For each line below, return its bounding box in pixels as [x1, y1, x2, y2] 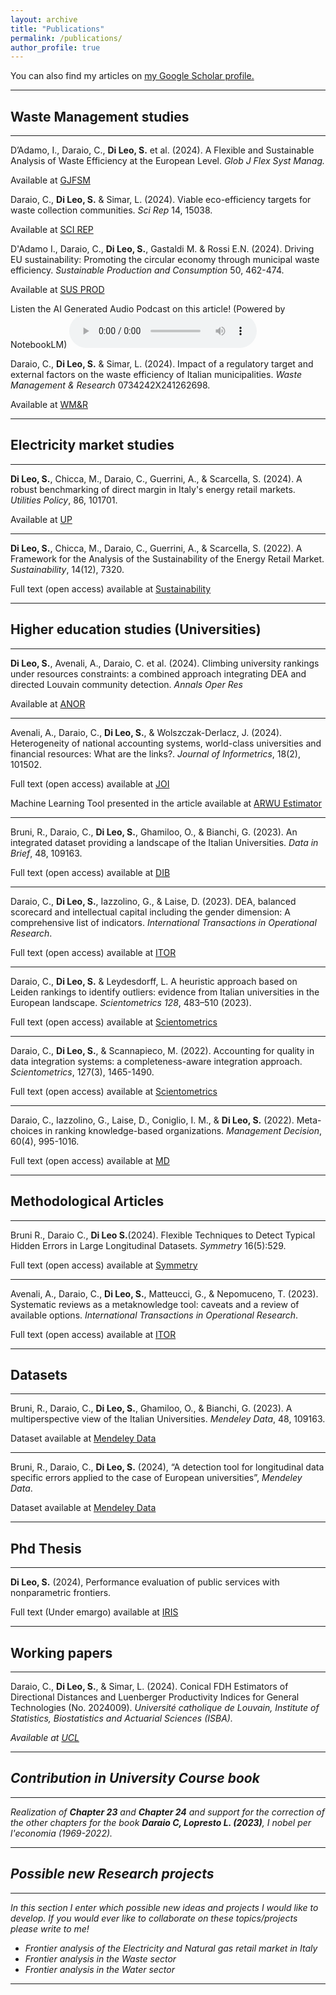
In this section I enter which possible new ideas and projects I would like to [10, 1901, 319, 1913]
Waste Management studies [10, 108, 190, 125]
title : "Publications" [10, 24, 105, 34]
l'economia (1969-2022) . [10, 1827, 113, 1839]
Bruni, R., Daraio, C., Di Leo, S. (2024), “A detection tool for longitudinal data [10, 1461, 325, 1473]
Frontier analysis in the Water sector [24, 1963, 176, 1975]
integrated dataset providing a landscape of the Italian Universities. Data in [10, 836, 319, 848]
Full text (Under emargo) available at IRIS [10, 1606, 179, 1618]
